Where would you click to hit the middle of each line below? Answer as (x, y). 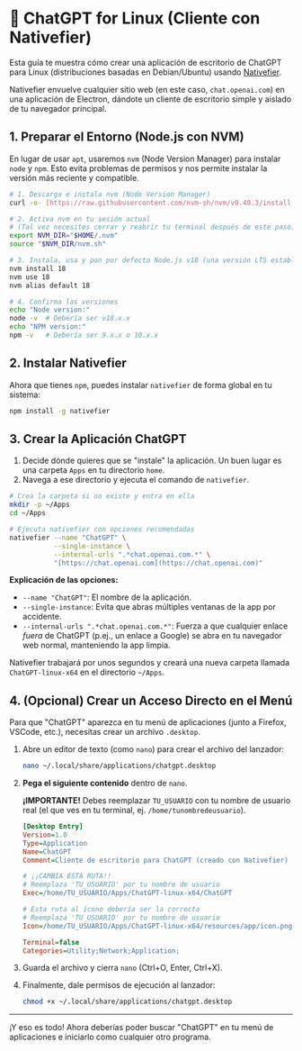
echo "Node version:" (50, 310)
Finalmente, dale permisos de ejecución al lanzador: (119, 985)
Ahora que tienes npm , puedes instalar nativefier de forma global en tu (141, 385)
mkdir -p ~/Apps (40, 505)
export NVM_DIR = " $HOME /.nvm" (64, 236)
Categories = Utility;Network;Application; (101, 951)
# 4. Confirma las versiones (64, 302)
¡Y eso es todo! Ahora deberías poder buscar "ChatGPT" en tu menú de (142, 1028)
